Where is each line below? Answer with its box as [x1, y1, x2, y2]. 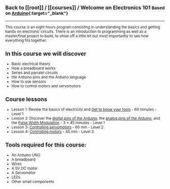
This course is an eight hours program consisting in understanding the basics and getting [5, 24, 160, 29]
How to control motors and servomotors [11, 83, 81, 89]
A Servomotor [11, 170, 36, 175]
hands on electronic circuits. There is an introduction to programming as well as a [5, 29, 147, 34]
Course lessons [5, 96, 48, 103]
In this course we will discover [5, 50, 87, 57]
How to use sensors [11, 79, 47, 84]
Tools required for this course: [5, 141, 87, 148]
